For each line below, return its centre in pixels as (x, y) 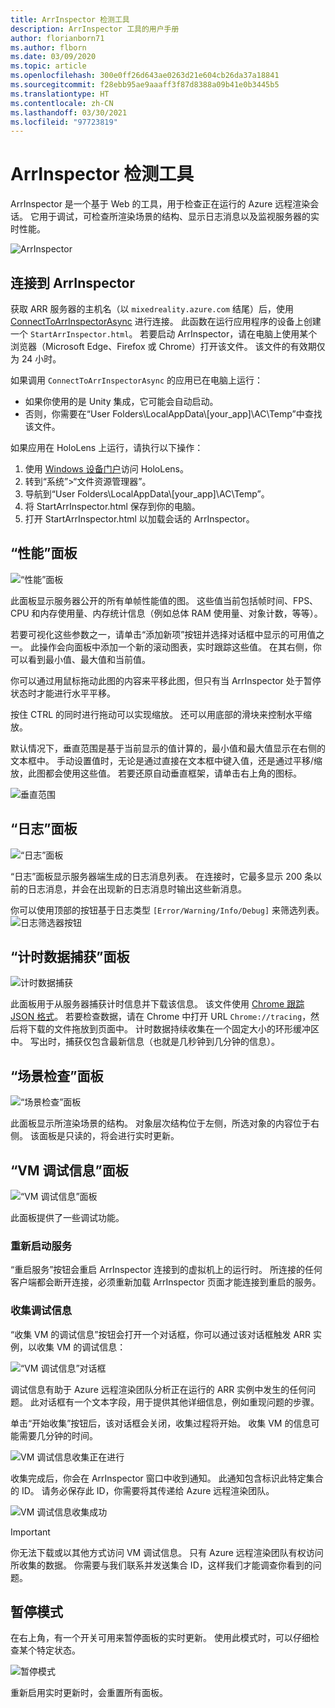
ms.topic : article (48, 66)
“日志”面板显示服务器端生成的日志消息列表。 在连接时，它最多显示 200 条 (162, 876)
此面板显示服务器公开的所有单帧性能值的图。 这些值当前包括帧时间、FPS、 (164, 600)
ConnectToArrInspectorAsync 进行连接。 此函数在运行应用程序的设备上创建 (166, 321)
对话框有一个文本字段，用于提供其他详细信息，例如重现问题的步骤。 (179, 1402)
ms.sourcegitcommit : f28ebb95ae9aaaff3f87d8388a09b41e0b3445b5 (145, 85)
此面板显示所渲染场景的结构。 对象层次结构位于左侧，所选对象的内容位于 (160, 1123)
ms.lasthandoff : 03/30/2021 (69, 112)
